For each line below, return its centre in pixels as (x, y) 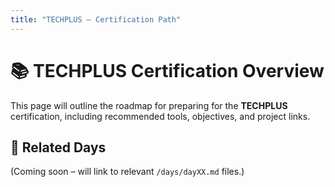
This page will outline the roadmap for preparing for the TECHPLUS (149, 105)
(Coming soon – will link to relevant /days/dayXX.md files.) (127, 172)
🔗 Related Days (58, 147)
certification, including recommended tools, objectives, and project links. (160, 116)
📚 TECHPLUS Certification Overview (167, 70)
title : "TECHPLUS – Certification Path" (96, 19)
